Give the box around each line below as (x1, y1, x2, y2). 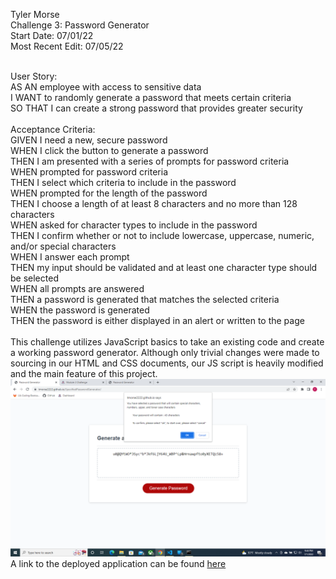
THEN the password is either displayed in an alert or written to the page (10, 315, 305, 326)
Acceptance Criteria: (10, 124, 96, 135)
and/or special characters (10, 240, 117, 252)
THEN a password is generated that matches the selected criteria (10, 294, 280, 305)
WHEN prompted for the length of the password (10, 187, 208, 199)
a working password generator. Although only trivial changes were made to (10, 347, 320, 358)
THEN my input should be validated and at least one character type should (10, 262, 318, 273)
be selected (10, 272, 59, 284)
